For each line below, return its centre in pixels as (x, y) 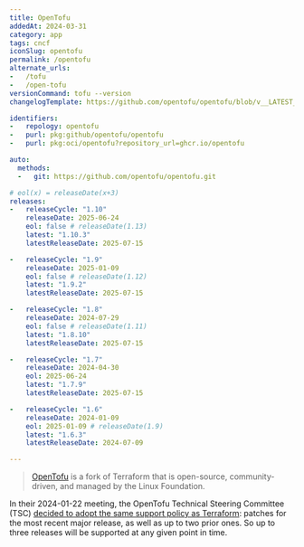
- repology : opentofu (54, 127)
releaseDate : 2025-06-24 (72, 218)
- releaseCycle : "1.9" (56, 259)
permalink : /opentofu (50, 60)
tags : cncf (30, 43)
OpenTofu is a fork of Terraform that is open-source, (129, 476)
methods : (34, 168)
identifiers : (34, 118)
